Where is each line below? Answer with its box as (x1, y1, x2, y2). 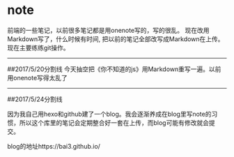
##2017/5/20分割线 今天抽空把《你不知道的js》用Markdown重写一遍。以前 (7, 65, 221, 73)
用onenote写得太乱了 (7, 73, 68, 82)
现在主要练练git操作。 (7, 43, 70, 52)
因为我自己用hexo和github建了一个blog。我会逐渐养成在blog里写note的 (7, 110, 212, 118)
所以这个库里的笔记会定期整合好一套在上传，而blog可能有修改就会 (19, 118, 209, 127)
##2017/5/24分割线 (7, 95, 63, 103)
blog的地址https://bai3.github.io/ (7, 142, 101, 150)
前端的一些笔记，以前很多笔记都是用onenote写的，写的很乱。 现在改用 (7, 26, 210, 34)
